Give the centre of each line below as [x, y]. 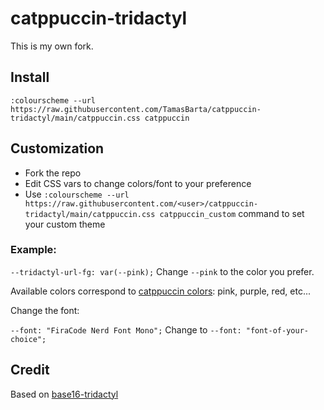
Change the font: [45, 310]
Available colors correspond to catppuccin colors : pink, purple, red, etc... [161, 291]
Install [30, 77]
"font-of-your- [277, 330]
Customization [57, 148]
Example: [33, 250]
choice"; [28, 339]
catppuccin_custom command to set [232, 213]
